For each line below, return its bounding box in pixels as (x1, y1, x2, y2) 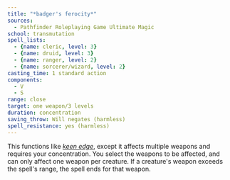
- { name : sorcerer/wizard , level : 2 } (14, 63, 126, 70)
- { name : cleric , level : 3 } (14, 43, 98, 50)
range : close (7, 96, 46, 103)
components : (7, 76, 43, 84)
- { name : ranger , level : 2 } (14, 57, 98, 64)
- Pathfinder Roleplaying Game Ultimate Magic (14, 23, 155, 30)
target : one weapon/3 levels (7, 103, 94, 110)
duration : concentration (7, 109, 81, 116)
